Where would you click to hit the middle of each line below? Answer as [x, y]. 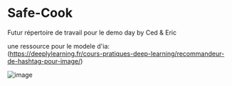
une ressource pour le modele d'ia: [59, 46]
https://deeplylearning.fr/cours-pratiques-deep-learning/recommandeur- [117, 54]
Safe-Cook [40, 13]
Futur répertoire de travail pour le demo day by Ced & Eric [92, 32]
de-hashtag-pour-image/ [44, 61]
